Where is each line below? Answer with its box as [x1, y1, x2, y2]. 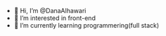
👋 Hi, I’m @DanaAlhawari [13, 7, 87, 15]
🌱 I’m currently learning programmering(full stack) [13, 21, 160, 29]
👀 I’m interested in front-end [13, 14, 96, 22]
